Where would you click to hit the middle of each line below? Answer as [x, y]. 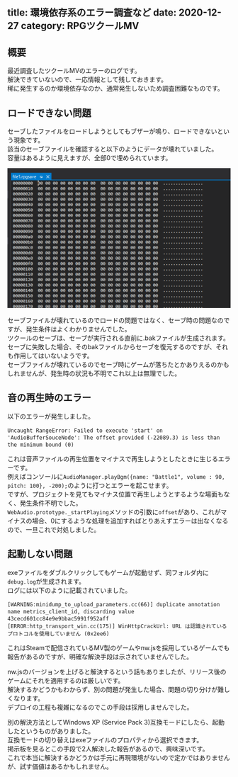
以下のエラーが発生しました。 [51, 416]
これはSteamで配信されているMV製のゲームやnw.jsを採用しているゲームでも [119, 647]
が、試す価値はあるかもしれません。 [60, 766]
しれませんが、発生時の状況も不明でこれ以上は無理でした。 [94, 373]
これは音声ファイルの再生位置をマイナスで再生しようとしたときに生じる [113, 458]
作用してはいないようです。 [53, 356]
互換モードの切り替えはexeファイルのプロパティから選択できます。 [105, 739]
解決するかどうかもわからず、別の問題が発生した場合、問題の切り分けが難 [116, 689]
